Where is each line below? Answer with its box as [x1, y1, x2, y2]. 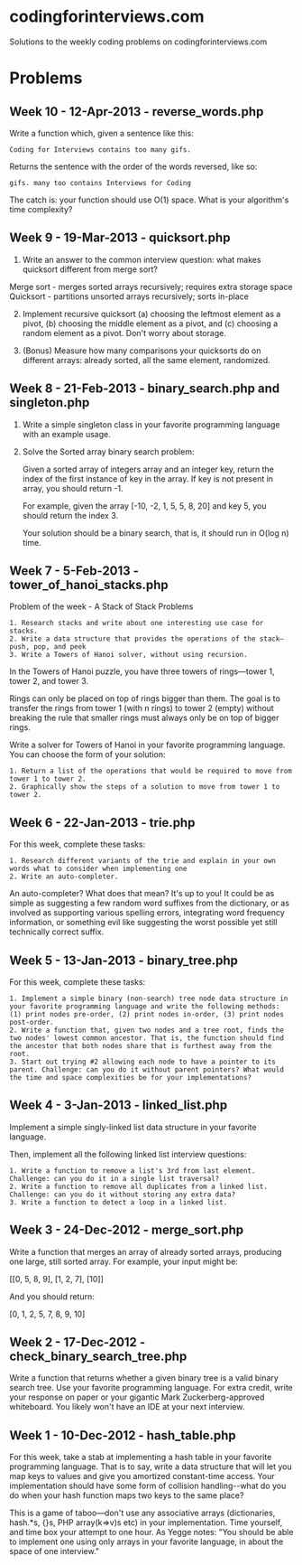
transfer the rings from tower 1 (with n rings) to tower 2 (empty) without [9, 703, 275, 714]
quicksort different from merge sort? [22, 264, 159, 275]
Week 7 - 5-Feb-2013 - [9, 563, 140, 578]
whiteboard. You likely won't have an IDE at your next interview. [9, 1401, 245, 1412]
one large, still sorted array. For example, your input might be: [9, 1256, 239, 1267]
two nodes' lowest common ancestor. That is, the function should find [9, 1034, 284, 1043]
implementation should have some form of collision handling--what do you [9, 1480, 287, 1492]
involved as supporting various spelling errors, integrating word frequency [9, 907, 286, 918]
